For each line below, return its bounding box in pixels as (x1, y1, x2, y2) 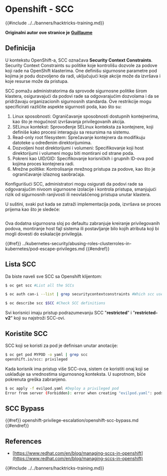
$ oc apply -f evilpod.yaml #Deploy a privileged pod (5, 386, 119, 391)
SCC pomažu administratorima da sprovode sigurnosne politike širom (5, 88, 148, 94)
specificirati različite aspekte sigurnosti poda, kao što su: (5, 103, 122, 110)
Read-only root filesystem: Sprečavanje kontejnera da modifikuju (12, 134, 146, 140)
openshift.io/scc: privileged (5, 356, 68, 362)
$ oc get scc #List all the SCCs (5, 283, 75, 288)
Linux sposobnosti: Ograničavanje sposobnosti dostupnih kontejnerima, (12, 113, 160, 119)
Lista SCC (5, 260, 36, 269)
